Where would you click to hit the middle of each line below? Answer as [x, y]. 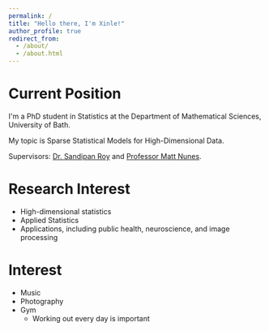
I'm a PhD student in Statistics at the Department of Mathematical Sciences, [135, 116]
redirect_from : [34, 39]
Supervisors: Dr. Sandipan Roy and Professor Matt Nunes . [105, 156]
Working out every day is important [91, 318]
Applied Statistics [49, 220]
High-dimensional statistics [66, 211]
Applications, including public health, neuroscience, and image [125, 229]
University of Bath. [39, 125]
